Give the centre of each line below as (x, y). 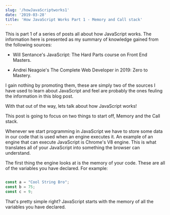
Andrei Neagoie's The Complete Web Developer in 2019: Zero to (80, 70)
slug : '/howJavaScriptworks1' (38, 10)
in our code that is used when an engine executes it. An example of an (79, 137)
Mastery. (22, 76)
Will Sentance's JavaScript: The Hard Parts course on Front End (80, 55)
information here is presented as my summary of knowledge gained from (82, 39)
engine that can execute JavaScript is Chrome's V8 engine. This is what (81, 142)
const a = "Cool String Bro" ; (38, 182)
